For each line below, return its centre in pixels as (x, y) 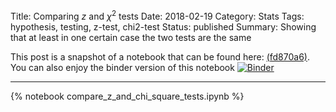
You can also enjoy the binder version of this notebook (122, 67)
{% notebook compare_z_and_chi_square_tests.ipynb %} (127, 96)
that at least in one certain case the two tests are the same (131, 37)
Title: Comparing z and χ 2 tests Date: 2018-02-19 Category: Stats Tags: (157, 15)
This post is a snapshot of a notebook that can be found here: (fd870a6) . (160, 56)
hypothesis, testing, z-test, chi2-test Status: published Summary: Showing (163, 26)
